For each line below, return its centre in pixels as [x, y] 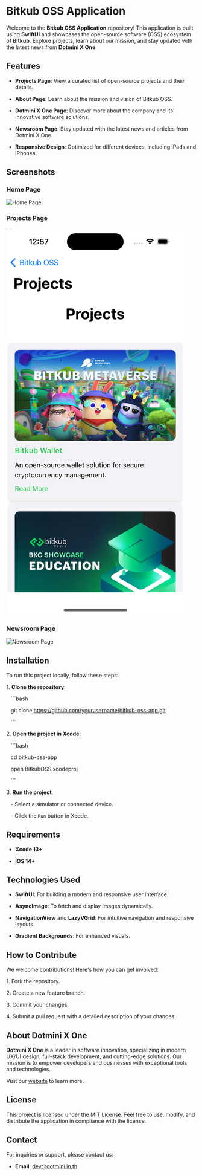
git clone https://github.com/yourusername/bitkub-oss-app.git [88, 710]
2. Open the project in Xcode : [44, 734]
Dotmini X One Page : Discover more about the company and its [94, 111]
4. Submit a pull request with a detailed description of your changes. [91, 1016]
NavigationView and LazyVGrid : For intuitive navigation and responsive [104, 918]
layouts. [25, 924]
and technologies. [29, 1069]
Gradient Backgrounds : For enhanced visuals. [73, 936]
